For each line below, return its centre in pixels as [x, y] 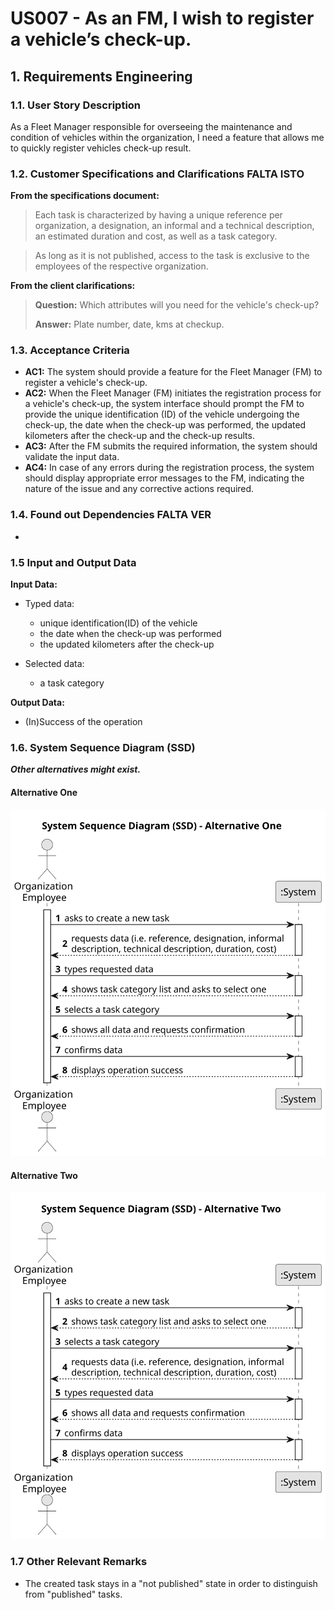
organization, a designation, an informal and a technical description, [174, 226]
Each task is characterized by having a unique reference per [158, 215]
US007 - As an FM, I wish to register [162, 18]
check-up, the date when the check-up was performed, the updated [165, 425]
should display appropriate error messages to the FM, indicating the [164, 478]
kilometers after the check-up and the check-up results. [139, 436]
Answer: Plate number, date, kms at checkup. [129, 324]
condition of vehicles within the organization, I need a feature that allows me [167, 137]
